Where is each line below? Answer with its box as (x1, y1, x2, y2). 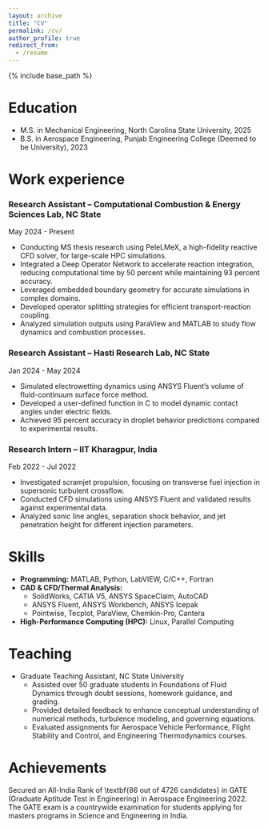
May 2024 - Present (8, 227, 74, 237)
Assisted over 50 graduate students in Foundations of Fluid (31, 679, 227, 689)
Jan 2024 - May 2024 (8, 366, 81, 375)
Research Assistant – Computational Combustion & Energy (8, 199, 242, 210)
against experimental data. (19, 503, 108, 513)
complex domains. (19, 294, 82, 303)
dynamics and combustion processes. (19, 327, 146, 337)
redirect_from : (8, 42, 59, 50)
